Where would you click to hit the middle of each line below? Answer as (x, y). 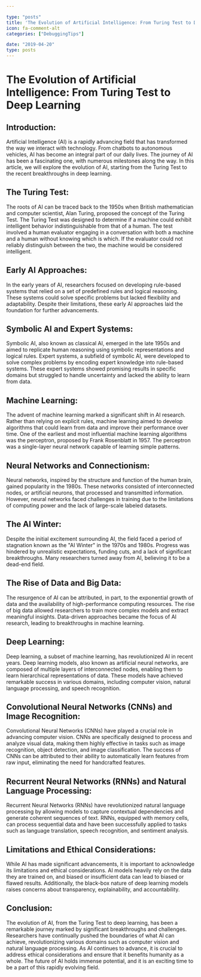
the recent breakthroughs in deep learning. (59, 174)
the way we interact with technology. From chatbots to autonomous (89, 148)
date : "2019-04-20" (31, 45)
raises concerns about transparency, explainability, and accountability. (93, 889)
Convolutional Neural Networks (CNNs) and (89, 707)
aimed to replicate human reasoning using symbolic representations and (95, 350)
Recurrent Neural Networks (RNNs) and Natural (96, 781)
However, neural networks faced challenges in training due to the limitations (100, 499)
